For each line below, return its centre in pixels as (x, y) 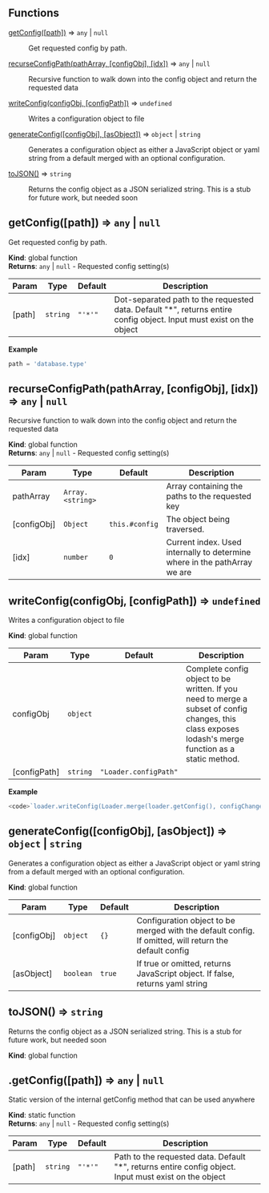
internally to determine (209, 552)
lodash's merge (215, 739)
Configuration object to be (186, 920)
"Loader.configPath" (139, 772)
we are (179, 572)
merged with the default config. (195, 930)
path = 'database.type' (48, 364)
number (76, 557)
